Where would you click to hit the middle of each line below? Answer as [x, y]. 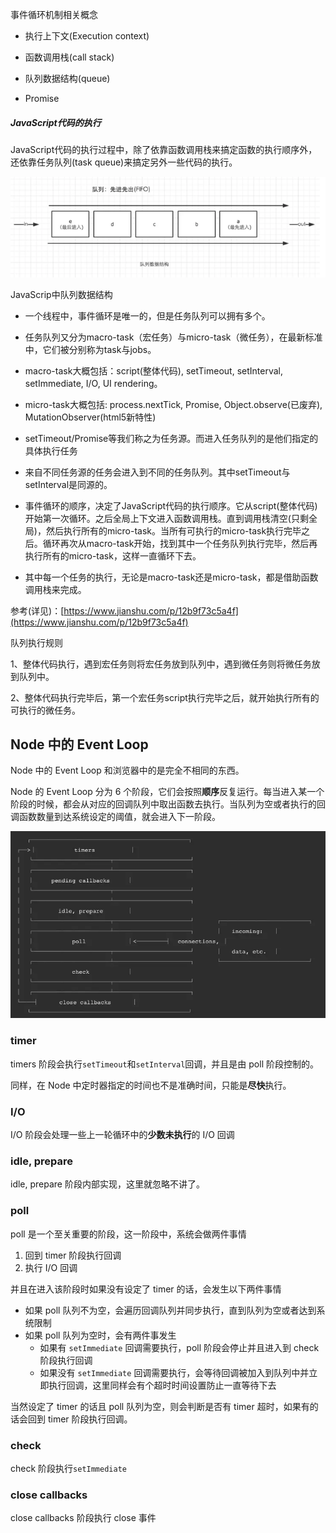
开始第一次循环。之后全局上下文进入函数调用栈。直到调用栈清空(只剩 [166, 518]
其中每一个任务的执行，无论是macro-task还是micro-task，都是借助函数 [171, 577]
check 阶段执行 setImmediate [68, 1468]
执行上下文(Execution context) [87, 36]
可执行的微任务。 [45, 710]
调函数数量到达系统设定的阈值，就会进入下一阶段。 [115, 817]
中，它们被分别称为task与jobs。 [90, 349]
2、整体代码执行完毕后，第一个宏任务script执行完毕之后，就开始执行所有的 [165, 697]
